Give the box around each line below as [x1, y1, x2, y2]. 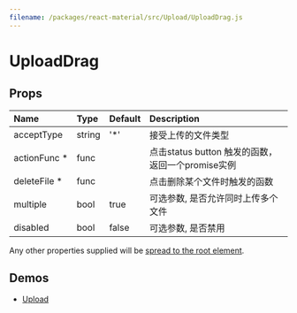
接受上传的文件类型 [148, 129, 230, 141]
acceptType [13, 128, 64, 141]
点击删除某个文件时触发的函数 [148, 175, 274, 187]
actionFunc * [13, 151, 68, 164]
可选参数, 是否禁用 [148, 222, 225, 234]
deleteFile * [13, 174, 63, 187]
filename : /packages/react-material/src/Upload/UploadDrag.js [9, 12, 243, 22]
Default [109, 112, 141, 125]
